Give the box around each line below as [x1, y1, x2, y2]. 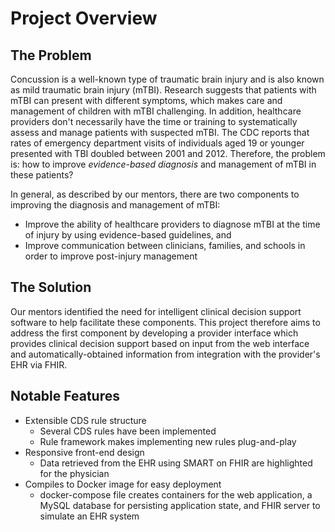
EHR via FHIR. [10, 358, 68, 371]
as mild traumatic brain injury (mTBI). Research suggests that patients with [10, 84, 317, 96]
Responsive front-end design [24, 446, 145, 458]
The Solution [10, 279, 92, 296]
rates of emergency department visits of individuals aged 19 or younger [10, 137, 305, 149]
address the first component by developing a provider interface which [10, 327, 299, 339]
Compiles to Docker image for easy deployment [24, 478, 222, 490]
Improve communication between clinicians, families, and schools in [24, 240, 306, 251]
